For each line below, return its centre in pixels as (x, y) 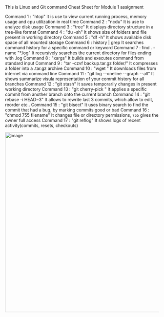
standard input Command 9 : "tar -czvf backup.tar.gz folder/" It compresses (82, 63)
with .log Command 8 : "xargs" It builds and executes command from (74, 58)
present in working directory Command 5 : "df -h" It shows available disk (78, 37)
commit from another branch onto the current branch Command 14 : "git (78, 94)
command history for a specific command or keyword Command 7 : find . (79, 48)
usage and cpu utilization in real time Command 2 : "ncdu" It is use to (75, 22)
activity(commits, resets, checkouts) (41, 126)
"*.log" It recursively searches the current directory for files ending (84, 53)
